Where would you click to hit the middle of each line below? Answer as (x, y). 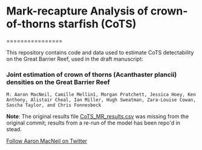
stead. (14, 129)
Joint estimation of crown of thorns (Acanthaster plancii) (92, 74)
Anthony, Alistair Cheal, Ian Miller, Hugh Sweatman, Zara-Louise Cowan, (101, 100)
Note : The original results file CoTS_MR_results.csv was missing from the (98, 117)
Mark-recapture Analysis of (77, 11)
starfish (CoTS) (97, 24)
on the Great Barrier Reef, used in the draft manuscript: (75, 59)
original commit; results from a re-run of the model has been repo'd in (93, 123)
